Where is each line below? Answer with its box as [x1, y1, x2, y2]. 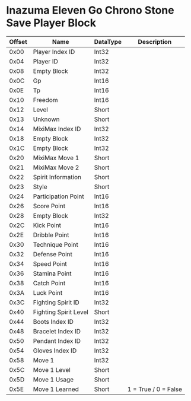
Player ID [33, 57, 58, 65]
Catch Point [33, 279, 66, 287]
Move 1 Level [33, 365, 71, 374]
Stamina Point [33, 269, 72, 278]
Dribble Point [33, 231, 69, 239]
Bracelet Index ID [33, 327, 81, 335]
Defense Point [33, 250, 72, 258]
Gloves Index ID [33, 346, 77, 355]
